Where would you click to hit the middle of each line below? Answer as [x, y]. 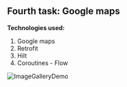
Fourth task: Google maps [63, 11]
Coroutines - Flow [43, 63]
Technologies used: [36, 27]
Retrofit [27, 48]
